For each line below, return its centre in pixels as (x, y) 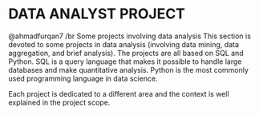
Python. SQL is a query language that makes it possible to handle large (125, 61)
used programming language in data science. (83, 78)
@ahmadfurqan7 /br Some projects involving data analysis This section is (129, 36)
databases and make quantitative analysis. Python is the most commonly (128, 69)
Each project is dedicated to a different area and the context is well (119, 93)
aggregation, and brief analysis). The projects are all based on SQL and (126, 53)
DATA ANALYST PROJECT (97, 14)
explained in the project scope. (59, 102)
